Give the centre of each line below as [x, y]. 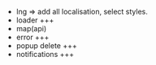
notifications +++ [45, 54]
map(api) [31, 28]
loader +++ [35, 20]
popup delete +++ [46, 46]
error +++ [32, 37]
